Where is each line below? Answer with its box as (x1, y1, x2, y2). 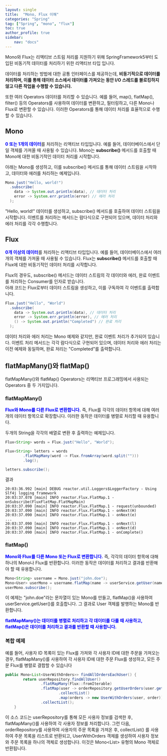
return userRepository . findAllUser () (23, 677, 101, 682)
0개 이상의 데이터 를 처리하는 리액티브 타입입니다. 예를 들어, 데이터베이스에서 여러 (5, 249, 162, 255)
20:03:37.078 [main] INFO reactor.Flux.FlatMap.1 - (5, 495, 114, 500)
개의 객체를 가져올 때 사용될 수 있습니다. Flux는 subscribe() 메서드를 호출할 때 (5, 255, 158, 261)
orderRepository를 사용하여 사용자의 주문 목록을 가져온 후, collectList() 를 (5, 727, 150, 733)
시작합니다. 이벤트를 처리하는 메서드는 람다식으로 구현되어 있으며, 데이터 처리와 (5, 214, 158, 220)
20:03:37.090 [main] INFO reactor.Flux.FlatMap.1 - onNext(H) (5, 508, 137, 513)
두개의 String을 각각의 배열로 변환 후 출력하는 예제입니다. (5, 430, 116, 436)
